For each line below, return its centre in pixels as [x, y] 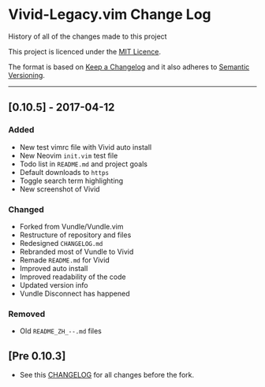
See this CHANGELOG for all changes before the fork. [107, 375]
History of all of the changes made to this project [88, 36]
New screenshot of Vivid [60, 189]
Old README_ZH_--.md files [61, 331]
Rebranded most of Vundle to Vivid [77, 251]
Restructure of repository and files [75, 235]
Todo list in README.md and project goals [84, 164]
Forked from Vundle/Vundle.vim [71, 226]
